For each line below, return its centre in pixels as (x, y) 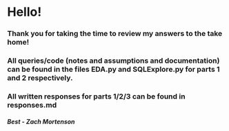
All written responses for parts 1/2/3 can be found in (96, 96)
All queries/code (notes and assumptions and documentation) (113, 61)
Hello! (24, 12)
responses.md (32, 105)
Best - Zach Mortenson (41, 121)
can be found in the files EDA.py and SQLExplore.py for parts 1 (113, 70)
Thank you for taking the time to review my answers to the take (115, 34)
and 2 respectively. (40, 78)
